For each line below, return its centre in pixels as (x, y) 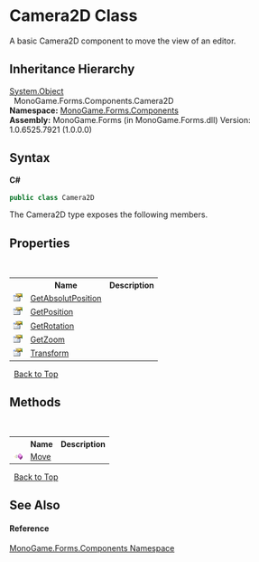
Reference (29, 528)
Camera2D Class (74, 16)
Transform (50, 353)
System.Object (37, 90)
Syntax (30, 158)
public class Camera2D (52, 197)
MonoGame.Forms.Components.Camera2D (93, 100)
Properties (40, 243)
